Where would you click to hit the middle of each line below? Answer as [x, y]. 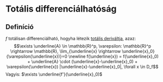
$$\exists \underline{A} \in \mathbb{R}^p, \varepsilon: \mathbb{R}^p [82, 46]
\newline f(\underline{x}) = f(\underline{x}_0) [113, 56]
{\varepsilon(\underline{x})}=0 [37, 56]
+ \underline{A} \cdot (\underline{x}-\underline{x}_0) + [82, 61]
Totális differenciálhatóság [61, 9]
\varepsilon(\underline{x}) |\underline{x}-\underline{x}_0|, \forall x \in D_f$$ [82, 67]
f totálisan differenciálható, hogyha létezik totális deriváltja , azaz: [71, 38]
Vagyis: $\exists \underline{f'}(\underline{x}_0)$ [54, 74]
